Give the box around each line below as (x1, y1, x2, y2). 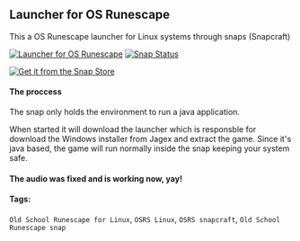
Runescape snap (9, 223, 66, 232)
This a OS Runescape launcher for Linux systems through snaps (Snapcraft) (9, 31, 291, 41)
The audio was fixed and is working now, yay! (9, 173, 182, 183)
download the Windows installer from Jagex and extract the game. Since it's (9, 134, 292, 145)
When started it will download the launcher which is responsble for (9, 124, 257, 135)
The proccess (9, 86, 62, 97)
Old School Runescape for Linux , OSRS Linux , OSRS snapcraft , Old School (9, 213, 281, 224)
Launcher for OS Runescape (9, 7, 171, 22)
